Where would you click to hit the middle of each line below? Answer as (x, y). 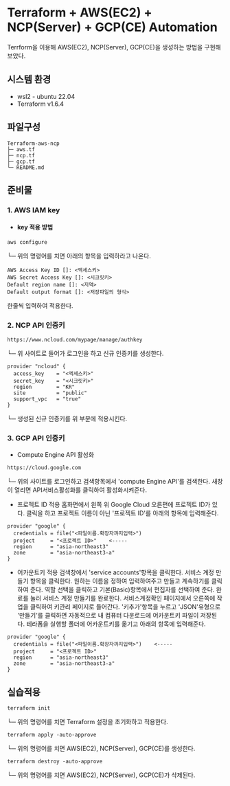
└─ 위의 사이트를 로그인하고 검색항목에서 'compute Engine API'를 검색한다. (109, 481)
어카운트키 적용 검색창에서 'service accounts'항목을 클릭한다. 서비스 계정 (116, 572)
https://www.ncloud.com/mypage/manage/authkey (75, 340)
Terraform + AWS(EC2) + (80, 13)
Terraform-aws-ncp (33, 143)
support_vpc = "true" (47, 399)
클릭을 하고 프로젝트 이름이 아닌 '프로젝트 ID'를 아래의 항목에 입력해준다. (123, 513)
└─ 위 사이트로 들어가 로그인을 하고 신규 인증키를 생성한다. (85, 353)
